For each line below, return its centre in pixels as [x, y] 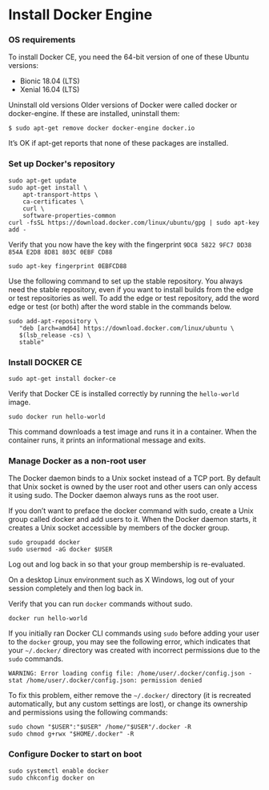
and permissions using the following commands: [88, 712]
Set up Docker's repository [62, 164]
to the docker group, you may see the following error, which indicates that [129, 642]
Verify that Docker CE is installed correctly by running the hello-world [124, 394]
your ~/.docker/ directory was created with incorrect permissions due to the [134, 651]
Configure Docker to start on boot [75, 754]
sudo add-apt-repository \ [53, 321]
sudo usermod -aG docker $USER [60, 550]
